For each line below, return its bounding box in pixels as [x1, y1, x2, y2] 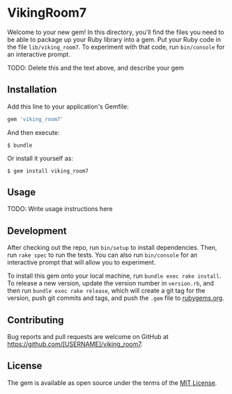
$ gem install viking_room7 [7, 167, 89, 175]
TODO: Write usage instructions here [7, 205, 113, 213]
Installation [7, 84, 57, 95]
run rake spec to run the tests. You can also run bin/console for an [7, 251, 198, 259]
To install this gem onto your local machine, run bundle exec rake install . [7, 271, 222, 280]
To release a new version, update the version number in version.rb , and [7, 279, 215, 287]
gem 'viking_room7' [7, 116, 64, 123]
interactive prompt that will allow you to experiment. [7, 258, 156, 267]
